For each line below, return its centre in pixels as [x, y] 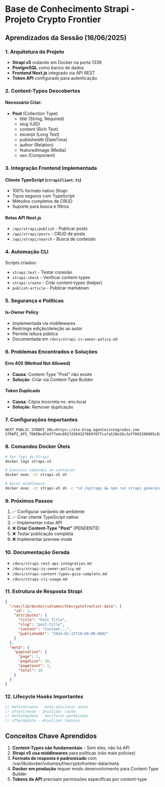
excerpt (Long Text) [40, 134]
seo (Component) [37, 155]
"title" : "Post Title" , [42, 620]
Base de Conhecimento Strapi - [70, 9]
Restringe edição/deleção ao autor [47, 328]
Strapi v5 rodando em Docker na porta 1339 [57, 62]
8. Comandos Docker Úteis [38, 446]
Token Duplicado [23, 391]
